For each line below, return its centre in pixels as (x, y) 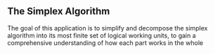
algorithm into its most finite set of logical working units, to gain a (102, 35)
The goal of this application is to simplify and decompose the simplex (107, 28)
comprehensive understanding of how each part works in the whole (105, 43)
